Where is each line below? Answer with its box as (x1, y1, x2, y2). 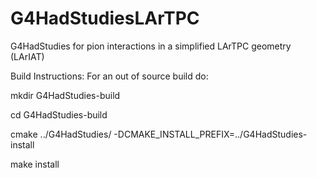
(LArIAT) (10, 50, 45, 62)
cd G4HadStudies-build (10, 108, 108, 121)
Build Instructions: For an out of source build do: (10, 70, 209, 82)
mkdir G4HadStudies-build (10, 89, 121, 101)
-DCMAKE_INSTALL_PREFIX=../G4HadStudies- (113, 128, 308, 140)
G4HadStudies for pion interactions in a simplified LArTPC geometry (10, 40, 292, 52)
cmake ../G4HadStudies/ (10, 128, 112, 140)
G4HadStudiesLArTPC (10, 7, 200, 30)
